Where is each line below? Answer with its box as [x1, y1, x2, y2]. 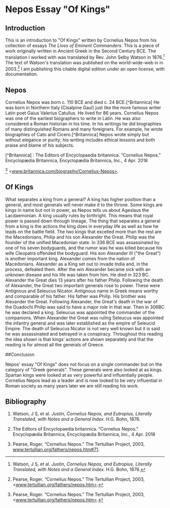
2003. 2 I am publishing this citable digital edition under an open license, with [5, 65, 165, 72]
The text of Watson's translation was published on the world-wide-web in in [5, 59, 163, 65]
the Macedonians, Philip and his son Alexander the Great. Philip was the [5, 234, 155, 240]
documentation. [5, 71, 38, 77]
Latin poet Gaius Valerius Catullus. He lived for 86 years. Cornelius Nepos [5, 110, 159, 116]
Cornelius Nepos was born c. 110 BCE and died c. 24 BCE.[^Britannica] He [5, 99, 160, 105]
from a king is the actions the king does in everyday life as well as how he [5, 223, 158, 229]
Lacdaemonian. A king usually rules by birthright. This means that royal [5, 212, 153, 218]
